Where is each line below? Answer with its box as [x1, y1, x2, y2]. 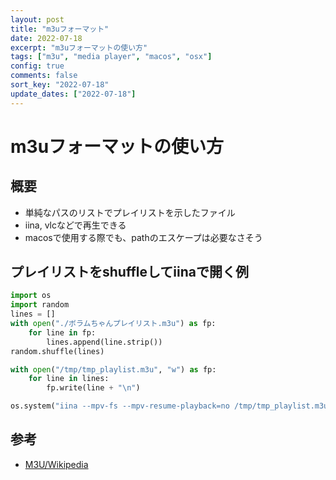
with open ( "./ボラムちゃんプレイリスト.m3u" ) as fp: [10, 319, 217, 329]
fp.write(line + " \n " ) [46, 383, 141, 393]
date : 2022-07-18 [10, 33, 83, 43]
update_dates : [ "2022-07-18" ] [10, 89, 137, 99]
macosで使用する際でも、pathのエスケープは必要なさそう [24, 231, 263, 243]
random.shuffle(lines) [10, 346, 105, 356]
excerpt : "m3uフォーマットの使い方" [10, 42, 148, 53]
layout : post [10, 14, 65, 25]
